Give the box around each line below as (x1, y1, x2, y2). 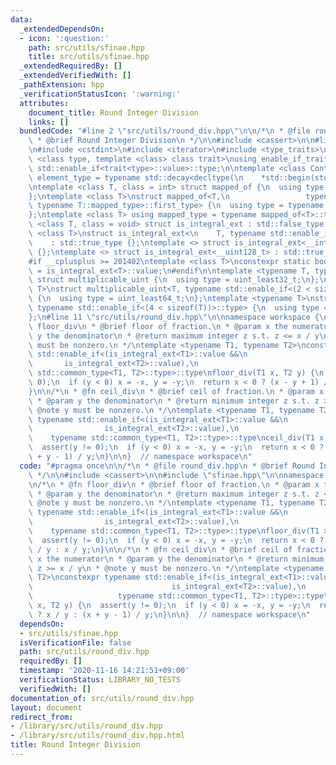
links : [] (28, 117, 70, 127)
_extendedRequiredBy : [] (19, 61, 123, 71)
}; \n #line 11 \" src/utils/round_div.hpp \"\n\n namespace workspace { (28, 312, 320, 322)
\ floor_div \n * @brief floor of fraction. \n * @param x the (28, 321, 288, 331)
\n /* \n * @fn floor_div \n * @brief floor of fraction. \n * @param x (28, 479, 320, 490)
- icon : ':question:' (19, 33, 110, 43)
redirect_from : (10, 712, 74, 722)
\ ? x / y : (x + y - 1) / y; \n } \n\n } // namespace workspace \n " (28, 609, 311, 620)
